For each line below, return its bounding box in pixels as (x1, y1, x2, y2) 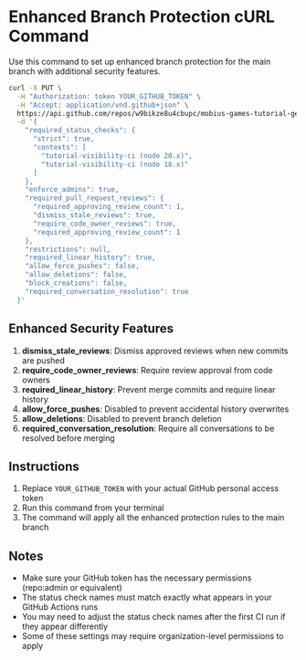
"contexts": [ (32, 143, 88, 152)
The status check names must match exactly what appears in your (21, 592, 272, 603)
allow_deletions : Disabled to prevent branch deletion (21, 413, 223, 424)
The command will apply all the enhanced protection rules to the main (21, 512, 285, 523)
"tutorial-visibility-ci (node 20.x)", (41, 151, 194, 161)
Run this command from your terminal (21, 502, 164, 513)
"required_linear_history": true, (25, 253, 156, 262)
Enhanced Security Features (8, 321, 174, 337)
